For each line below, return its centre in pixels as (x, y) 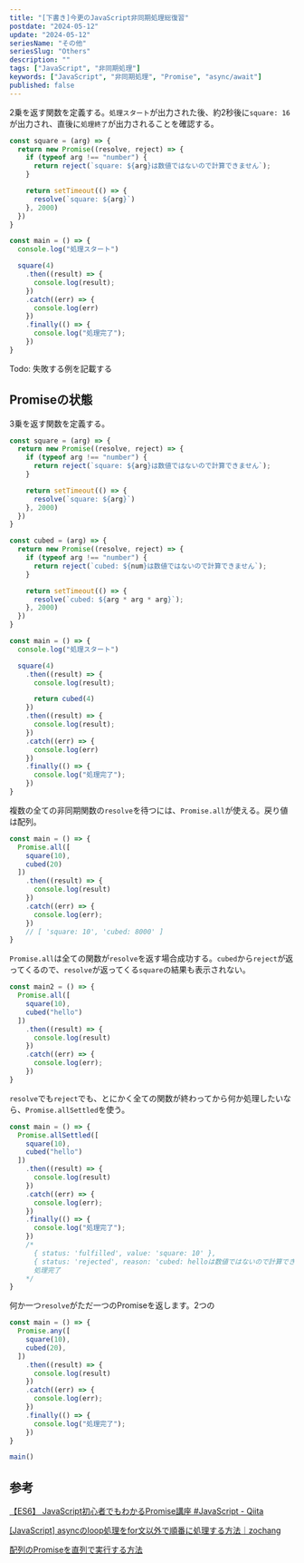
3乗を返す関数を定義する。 (60, 424)
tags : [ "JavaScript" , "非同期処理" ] (75, 69)
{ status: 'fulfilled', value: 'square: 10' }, (125, 1253)
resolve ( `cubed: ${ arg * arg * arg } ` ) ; (108, 600)
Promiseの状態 (51, 400)
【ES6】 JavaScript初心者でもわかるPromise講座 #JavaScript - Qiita (137, 1511)
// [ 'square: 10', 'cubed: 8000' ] (95, 932)
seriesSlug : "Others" (50, 52)
